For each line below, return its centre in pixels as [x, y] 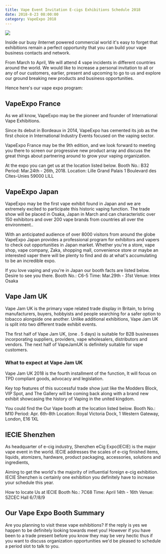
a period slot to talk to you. [32, 546]
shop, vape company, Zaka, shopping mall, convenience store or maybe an [82, 250]
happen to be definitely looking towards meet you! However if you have [78, 530]
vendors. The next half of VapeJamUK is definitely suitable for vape [74, 344]
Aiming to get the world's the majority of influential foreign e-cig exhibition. [82, 472]
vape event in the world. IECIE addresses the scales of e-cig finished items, [82, 452]
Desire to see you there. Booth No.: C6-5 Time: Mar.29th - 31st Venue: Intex [83, 276]
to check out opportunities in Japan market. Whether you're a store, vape [80, 245]
